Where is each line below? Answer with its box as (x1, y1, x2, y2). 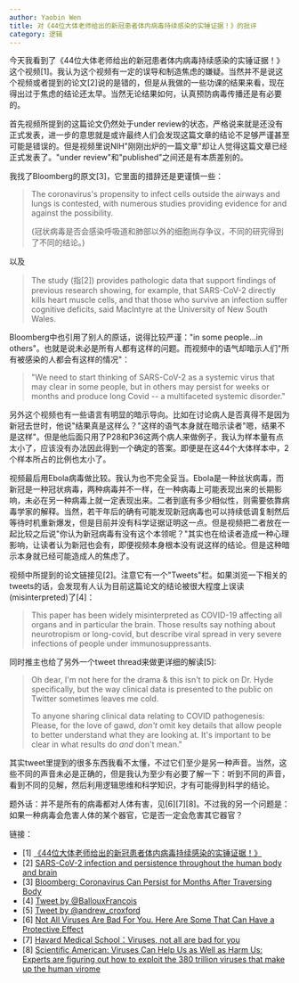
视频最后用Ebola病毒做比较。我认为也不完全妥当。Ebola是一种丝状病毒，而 (9, 473, 285, 484)
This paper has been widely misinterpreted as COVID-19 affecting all (30, 610, 283, 620)
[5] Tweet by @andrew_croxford (21, 905, 141, 916)
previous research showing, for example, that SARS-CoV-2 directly (30, 285, 276, 296)
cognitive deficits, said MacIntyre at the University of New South (30, 304, 268, 315)
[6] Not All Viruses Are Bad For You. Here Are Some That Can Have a (21, 914, 275, 925)
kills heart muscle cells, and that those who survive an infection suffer (30, 295, 287, 306)
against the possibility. (30, 208, 114, 218)
